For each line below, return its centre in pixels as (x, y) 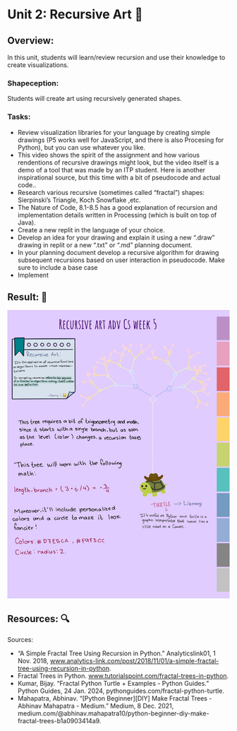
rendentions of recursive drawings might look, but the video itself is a (118, 162)
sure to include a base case (57, 267)
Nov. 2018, (33, 660)
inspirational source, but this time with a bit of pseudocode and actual (119, 177)
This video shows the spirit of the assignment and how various (108, 155)
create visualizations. (38, 65)
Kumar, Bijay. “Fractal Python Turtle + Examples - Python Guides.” (113, 683)
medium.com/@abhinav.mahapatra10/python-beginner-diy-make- (113, 713)
